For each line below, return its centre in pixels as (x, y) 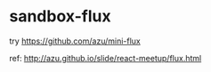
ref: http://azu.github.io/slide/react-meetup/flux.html (105, 58)
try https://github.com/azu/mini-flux (75, 41)
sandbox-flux (60, 16)
